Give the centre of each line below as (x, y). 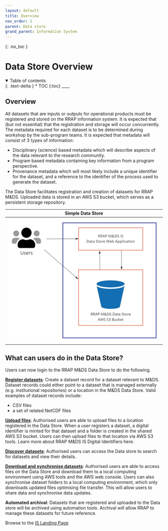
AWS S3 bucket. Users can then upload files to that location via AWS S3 (79, 436)
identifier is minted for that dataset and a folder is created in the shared (78, 431)
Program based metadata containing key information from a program (83, 161)
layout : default (22, 11)
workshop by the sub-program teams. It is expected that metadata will (77, 135)
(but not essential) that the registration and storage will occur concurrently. (82, 124)
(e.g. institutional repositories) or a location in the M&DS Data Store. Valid (80, 390)
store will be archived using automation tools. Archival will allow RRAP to (80, 508)
